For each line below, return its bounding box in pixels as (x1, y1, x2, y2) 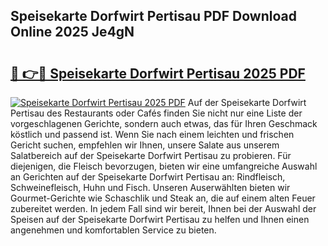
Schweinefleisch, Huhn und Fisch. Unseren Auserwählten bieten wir (10, 182, 291, 193)
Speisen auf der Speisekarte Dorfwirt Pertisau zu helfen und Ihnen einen (10, 214, 310, 225)
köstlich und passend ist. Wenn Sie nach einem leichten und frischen (10, 129, 295, 140)
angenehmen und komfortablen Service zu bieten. (10, 224, 217, 236)
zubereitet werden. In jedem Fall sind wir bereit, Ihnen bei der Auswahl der (10, 203, 317, 214)
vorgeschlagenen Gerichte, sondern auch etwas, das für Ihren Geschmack (10, 118, 318, 129)
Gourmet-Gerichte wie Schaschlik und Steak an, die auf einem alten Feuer (10, 192, 316, 204)
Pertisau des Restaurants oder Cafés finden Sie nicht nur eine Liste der (10, 107, 303, 119)
